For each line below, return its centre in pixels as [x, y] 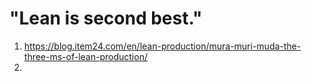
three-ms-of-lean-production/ [85, 56]
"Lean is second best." [106, 18]
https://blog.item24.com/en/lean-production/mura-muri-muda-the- [162, 46]
